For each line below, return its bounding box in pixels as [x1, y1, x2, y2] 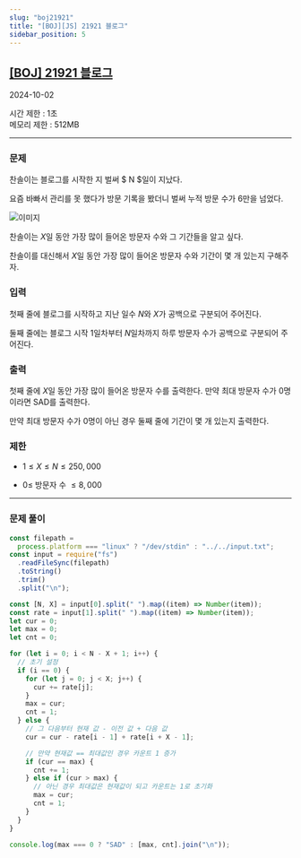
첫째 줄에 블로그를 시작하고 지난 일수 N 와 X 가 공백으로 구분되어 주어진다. [9, 308, 262, 319]
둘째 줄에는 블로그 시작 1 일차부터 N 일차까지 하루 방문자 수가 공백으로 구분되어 [9, 327, 279, 338]
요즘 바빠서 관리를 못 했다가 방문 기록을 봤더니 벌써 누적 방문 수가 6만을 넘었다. [9, 194, 284, 204]
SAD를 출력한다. [32, 396, 90, 408]
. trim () [17, 576, 47, 585]
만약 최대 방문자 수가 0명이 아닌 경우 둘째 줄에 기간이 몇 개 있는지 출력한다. [9, 416, 270, 427]
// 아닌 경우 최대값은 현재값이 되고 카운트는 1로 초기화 [32, 782, 213, 792]
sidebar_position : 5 [9, 30, 87, 39]
